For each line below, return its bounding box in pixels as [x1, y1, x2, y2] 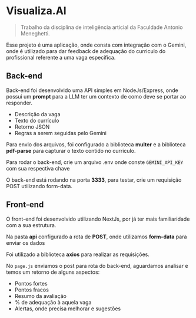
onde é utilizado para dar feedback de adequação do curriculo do [6, 47, 166, 54]
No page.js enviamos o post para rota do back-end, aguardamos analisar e [6, 262, 188, 269]
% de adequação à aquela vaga [14, 299, 92, 306]
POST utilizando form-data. [6, 182, 72, 189]
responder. [6, 99, 32, 106]
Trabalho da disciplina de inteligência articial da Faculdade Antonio [20, 24, 183, 31]
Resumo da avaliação [14, 292, 67, 299]
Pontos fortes [14, 280, 48, 287]
